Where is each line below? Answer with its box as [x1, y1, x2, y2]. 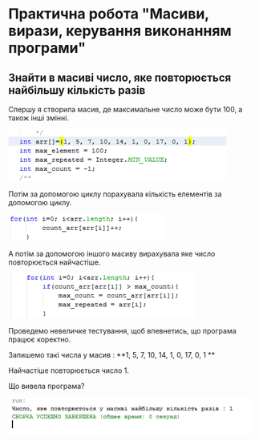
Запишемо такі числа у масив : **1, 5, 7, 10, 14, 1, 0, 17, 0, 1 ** [8, 350, 216, 359]
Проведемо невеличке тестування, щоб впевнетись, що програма [8, 326, 237, 335]
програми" [8, 39, 87, 57]
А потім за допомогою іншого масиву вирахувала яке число [8, 249, 216, 258]
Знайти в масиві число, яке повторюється [8, 71, 232, 84]
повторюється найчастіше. [8, 257, 101, 267]
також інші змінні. [8, 113, 70, 123]
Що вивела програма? [8, 382, 85, 390]
